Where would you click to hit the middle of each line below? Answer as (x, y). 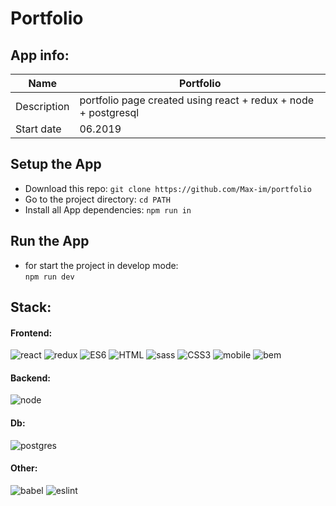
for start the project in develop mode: (101, 265)
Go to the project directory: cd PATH (97, 199)
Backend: (30, 378)
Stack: (31, 307)
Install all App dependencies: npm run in (108, 209)
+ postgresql (109, 112)
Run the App (50, 241)
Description (42, 106)
